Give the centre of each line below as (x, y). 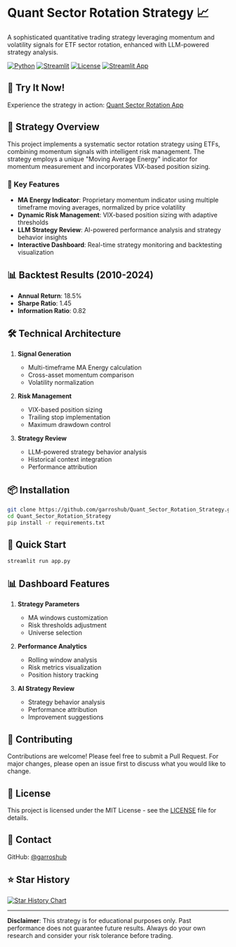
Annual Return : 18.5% (50, 295)
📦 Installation (39, 490)
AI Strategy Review (46, 689)
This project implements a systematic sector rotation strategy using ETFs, (114, 144)
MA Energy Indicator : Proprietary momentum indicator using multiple (118, 200)
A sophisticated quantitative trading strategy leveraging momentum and (111, 37)
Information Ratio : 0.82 (52, 310)
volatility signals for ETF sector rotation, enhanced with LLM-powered (108, 44)
